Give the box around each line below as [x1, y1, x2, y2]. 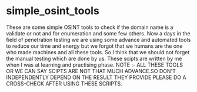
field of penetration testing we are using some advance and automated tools [6, 36, 191, 43]
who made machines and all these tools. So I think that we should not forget [6, 48, 190, 55]
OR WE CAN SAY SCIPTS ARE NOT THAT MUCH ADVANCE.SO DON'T [6, 67, 176, 74]
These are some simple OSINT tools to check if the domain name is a [6, 24, 173, 31]
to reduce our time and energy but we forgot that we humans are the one [6, 42, 183, 50]
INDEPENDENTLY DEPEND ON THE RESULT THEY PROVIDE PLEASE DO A [6, 74, 186, 81]
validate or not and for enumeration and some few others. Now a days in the [6, 29, 191, 37]
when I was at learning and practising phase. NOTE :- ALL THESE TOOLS [6, 61, 183, 68]
